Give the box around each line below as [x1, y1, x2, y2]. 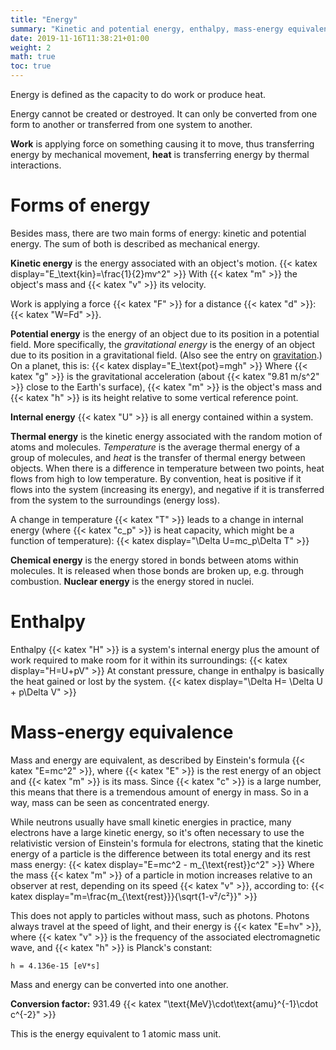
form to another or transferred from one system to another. [10, 119, 253, 130]
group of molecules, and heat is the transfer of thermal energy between [10, 451, 306, 463]
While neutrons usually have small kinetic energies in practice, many [10, 816, 292, 828]
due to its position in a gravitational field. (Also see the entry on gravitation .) [10, 349, 323, 361]
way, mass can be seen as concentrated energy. [10, 796, 210, 808]
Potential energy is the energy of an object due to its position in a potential [10, 327, 320, 340]
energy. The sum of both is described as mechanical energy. [10, 237, 261, 250]
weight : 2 [10, 42, 52, 53]
